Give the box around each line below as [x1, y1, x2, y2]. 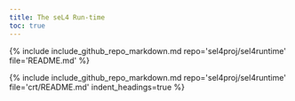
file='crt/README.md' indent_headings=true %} [9, 82, 185, 92]
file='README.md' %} [9, 55, 91, 66]
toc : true [9, 21, 46, 30]
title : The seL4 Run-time [9, 12, 105, 22]
